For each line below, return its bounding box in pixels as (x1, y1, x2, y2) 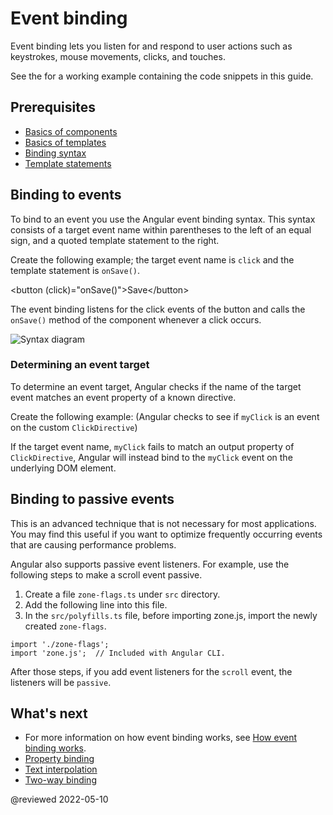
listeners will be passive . (10, 676, 112, 688)
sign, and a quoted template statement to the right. (10, 234, 220, 246)
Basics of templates (24, 136, 107, 148)
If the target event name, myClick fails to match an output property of (10, 440, 295, 452)
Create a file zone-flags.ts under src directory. (24, 588, 221, 600)
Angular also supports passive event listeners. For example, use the (10, 558, 290, 570)
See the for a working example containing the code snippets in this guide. (10, 70, 314, 82)
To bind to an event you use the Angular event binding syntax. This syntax (10, 213, 316, 225)
